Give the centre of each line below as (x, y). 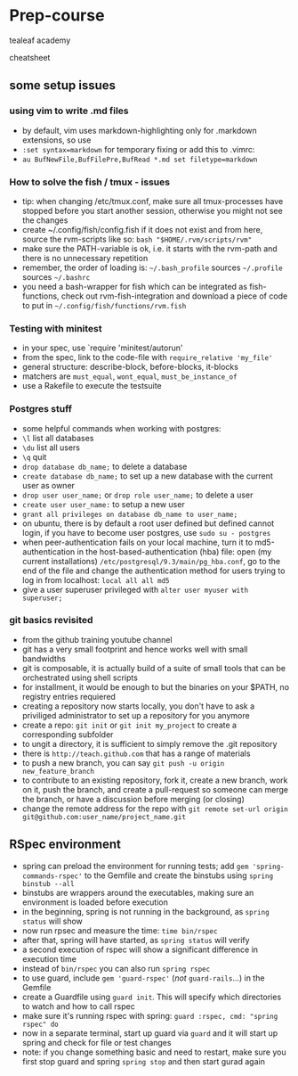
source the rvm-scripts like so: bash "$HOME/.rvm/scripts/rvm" (137, 239)
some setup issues (63, 86)
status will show (52, 921)
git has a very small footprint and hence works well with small (135, 649)
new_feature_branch (58, 771)
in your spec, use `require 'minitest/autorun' (102, 348)
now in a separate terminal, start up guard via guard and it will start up (150, 1033)
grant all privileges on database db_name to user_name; (130, 514)
